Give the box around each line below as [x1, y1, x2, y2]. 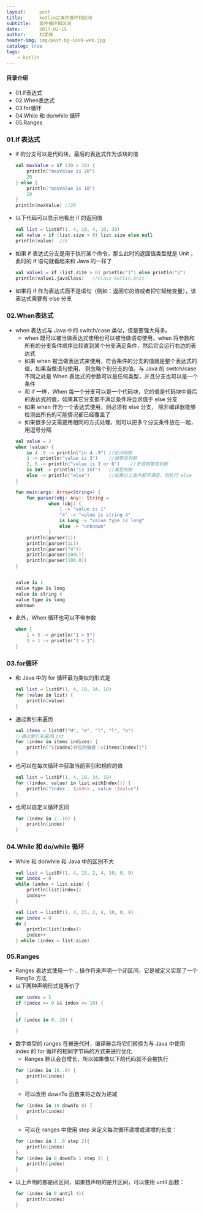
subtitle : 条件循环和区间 [6, 20, 72, 26]
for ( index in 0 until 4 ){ [15, 1191, 85, 1197]
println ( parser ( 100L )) [26, 552, 85, 558]
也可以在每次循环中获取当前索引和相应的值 [15, 762, 123, 770]
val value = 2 [15, 438, 51, 444]
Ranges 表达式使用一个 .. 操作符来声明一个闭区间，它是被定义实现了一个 [15, 967, 198, 974]
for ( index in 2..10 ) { [15, 815, 77, 822]
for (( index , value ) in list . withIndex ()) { [15, 780, 131, 786]
